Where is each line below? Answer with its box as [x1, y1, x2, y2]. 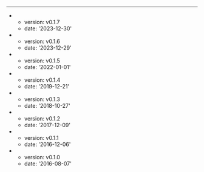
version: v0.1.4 [24, 76, 61, 84]
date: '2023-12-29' [24, 44, 72, 51]
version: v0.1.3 [24, 96, 61, 103]
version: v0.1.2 [24, 115, 61, 122]
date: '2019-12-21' [24, 83, 70, 90]
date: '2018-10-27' [24, 102, 71, 109]
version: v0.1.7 [24, 19, 60, 25]
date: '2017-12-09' [24, 122, 71, 128]
